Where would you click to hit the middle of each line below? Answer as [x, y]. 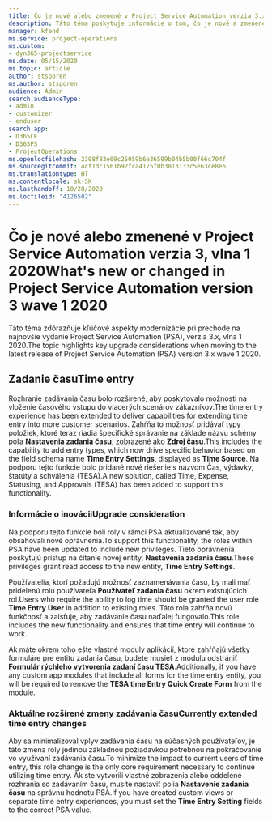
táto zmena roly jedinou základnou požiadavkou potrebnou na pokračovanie [135, 749]
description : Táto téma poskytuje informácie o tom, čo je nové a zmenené [137, 23]
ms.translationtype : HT [49, 174]
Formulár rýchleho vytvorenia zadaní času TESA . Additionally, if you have [132, 666]
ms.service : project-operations [63, 38]
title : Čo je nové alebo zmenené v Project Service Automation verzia [130, 16]
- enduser [25, 121]
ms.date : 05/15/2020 [43, 62]
